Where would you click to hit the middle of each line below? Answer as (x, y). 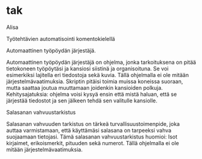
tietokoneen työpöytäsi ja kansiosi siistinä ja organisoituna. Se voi (87, 68)
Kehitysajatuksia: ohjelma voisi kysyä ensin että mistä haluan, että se (92, 94)
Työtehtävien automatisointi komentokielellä (61, 39)
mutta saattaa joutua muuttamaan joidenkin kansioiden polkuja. (84, 87)
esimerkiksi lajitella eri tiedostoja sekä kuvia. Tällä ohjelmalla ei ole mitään (97, 75)
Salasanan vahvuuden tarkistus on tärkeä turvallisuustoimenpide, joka (93, 123)
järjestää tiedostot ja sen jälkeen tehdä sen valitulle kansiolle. (82, 101)
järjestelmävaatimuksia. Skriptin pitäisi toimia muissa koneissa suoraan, (95, 81)
